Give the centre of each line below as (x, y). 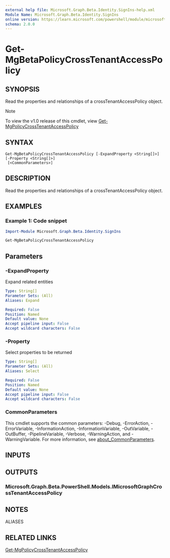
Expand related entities (29, 282)
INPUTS (18, 455)
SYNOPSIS (23, 89)
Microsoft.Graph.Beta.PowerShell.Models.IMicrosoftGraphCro (84, 487)
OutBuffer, (16, 434)
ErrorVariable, (20, 428)
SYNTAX (19, 142)
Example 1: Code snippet (36, 221)
